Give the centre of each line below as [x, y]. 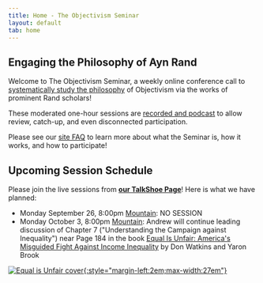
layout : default [35, 23]
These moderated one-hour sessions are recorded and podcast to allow [125, 113]
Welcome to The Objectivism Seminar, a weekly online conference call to [127, 81]
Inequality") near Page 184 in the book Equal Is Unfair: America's [125, 238]
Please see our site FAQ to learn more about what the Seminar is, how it [124, 137]
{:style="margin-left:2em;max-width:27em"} [155, 270]
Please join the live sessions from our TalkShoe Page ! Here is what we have [131, 189]
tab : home [24, 30]
